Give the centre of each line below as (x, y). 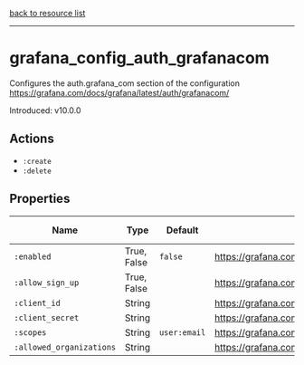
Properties (40, 199)
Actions (32, 139)
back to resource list (47, 13)
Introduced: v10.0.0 (45, 110)
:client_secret (47, 317)
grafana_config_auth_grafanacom (139, 58)
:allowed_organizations (65, 347)
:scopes (30, 332)
